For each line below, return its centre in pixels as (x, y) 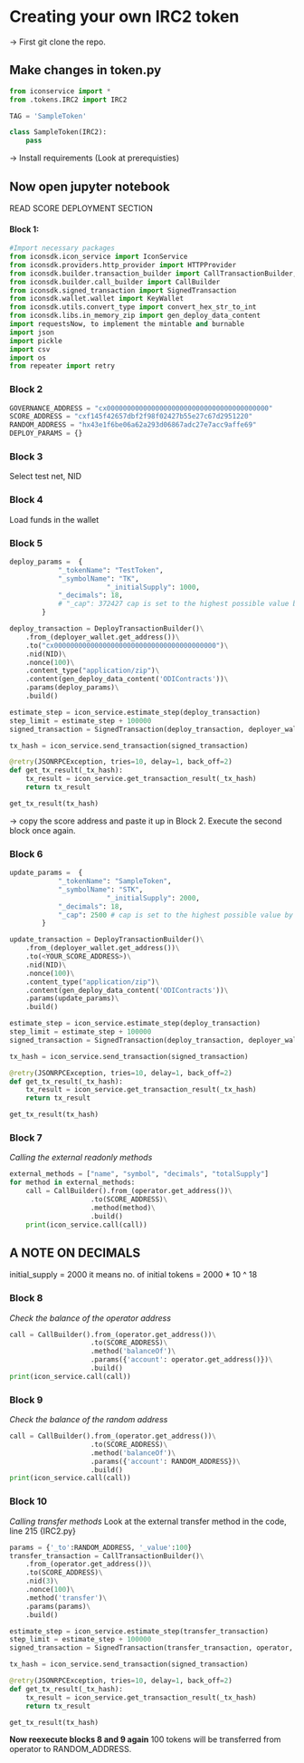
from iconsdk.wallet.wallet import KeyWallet (96, 299)
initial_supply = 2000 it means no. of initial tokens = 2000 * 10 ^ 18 (133, 1275)
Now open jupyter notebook (90, 186)
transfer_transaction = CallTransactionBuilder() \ (107, 1556)
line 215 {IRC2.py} (43, 1531)
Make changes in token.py (85, 70)
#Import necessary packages (62, 248)
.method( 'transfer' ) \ (66, 1598)
